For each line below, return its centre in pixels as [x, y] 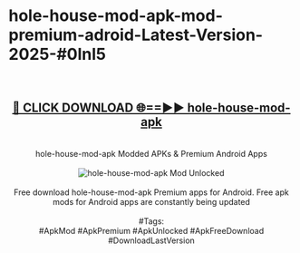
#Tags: [151, 221]
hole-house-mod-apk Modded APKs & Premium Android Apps [151, 153]
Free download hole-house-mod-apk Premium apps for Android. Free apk [151, 192]
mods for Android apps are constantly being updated [151, 201]
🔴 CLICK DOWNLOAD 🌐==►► [98, 108]
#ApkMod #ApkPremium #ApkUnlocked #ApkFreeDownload [151, 230]
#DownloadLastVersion [151, 240]
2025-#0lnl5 [57, 54]
